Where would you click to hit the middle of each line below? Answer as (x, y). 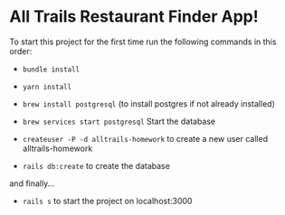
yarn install (47, 87)
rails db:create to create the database (96, 165)
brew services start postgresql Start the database (119, 121)
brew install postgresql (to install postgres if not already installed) (149, 103)
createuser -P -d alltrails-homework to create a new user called (145, 138)
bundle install (51, 70)
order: (21, 51)
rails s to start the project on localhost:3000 (107, 201)
